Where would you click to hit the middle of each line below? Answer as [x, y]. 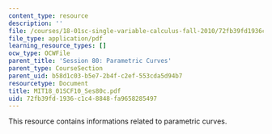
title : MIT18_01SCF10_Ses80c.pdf [65, 91]
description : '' [36, 23]
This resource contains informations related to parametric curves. [118, 121]
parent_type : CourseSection [56, 69]
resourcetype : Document [49, 83]
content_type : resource [49, 16]
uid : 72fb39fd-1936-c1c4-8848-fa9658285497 [83, 98]
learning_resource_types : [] [57, 46]
